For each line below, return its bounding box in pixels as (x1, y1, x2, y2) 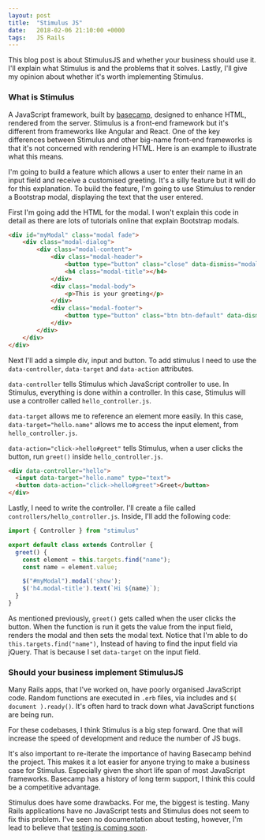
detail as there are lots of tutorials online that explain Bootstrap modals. (8, 216, 240, 225)
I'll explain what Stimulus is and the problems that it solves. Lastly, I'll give (8, 64, 248, 73)
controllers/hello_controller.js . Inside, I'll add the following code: (8, 512, 231, 521)
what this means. (8, 152, 64, 161)
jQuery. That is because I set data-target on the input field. (8, 647, 201, 656)
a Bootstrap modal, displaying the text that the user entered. (8, 192, 203, 201)
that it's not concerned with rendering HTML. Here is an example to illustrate (8, 143, 257, 152)
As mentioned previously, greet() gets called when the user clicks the (8, 613, 237, 623)
